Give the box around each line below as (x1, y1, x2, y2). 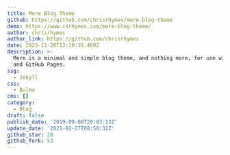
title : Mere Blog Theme (7, 10, 75, 17)
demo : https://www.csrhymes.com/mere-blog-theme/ (7, 23, 152, 29)
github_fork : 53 (7, 138, 53, 145)
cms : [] (7, 93, 29, 100)
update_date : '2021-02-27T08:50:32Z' (7, 125, 115, 132)
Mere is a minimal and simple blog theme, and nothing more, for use (13, 55, 216, 62)
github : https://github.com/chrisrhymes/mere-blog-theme (7, 16, 173, 23)
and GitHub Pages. (13, 61, 66, 68)
